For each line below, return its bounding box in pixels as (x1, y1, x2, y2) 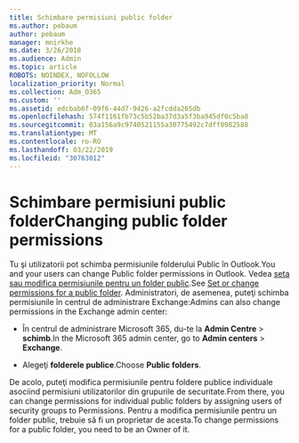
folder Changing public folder (9, 211, 228, 231)
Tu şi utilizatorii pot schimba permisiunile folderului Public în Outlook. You (9, 259, 276, 270)
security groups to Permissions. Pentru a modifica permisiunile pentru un (9, 406, 278, 416)
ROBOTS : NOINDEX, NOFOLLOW (9, 71, 109, 80)
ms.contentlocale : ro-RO (9, 137, 101, 146)
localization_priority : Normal (9, 79, 125, 88)
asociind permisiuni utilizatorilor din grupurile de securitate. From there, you (9, 386, 285, 397)
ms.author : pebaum (9, 21, 77, 30)
